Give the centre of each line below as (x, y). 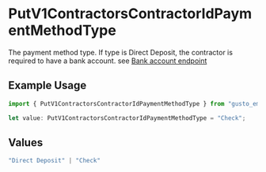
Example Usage (47, 86)
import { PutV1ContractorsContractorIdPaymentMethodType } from (116, 103)
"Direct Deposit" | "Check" (55, 161)
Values (26, 142)
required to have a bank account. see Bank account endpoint (108, 61)
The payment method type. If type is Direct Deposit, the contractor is (121, 52)
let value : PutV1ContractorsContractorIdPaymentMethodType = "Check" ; (127, 118)
